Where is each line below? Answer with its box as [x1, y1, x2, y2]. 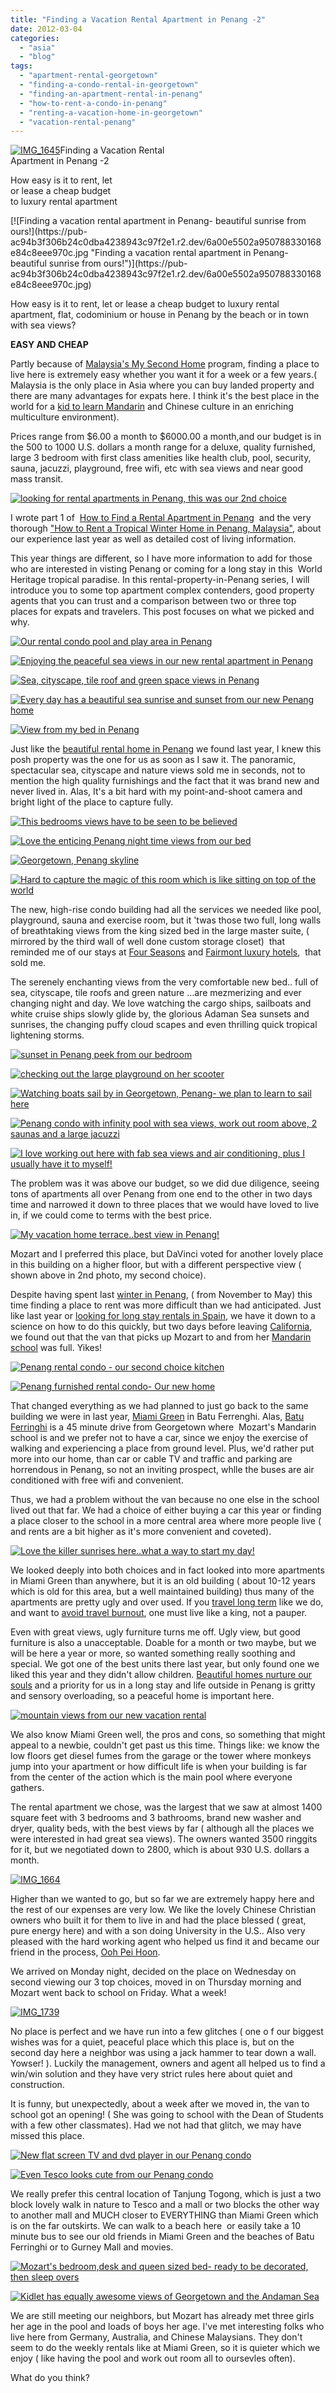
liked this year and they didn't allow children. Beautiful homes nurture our [10, 1669, 313, 1681]
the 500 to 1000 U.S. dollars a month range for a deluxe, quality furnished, [10, 441, 316, 453]
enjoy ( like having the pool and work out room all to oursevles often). [10, 2352, 296, 2365]
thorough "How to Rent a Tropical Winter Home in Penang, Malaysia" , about [10, 522, 322, 535]
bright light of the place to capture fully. [10, 796, 174, 808]
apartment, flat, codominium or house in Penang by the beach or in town [10, 309, 310, 321]
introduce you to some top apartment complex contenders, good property [10, 584, 315, 596]
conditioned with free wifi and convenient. [10, 1474, 184, 1486]
